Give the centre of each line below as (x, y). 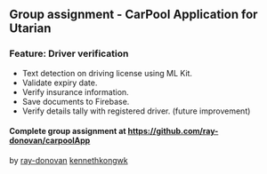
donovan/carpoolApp (50, 140)
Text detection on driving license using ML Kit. (107, 73)
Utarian (30, 29)
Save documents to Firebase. (76, 101)
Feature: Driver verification (69, 54)
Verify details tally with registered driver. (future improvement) (136, 111)
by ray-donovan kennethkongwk (69, 160)
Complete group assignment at (68, 131)
